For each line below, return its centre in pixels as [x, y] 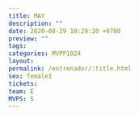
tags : [17, 46]
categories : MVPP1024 [45, 53]
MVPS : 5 [21, 99]
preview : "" [28, 38]
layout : [21, 62]
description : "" [36, 23]
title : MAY [27, 16]
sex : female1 [30, 76]
